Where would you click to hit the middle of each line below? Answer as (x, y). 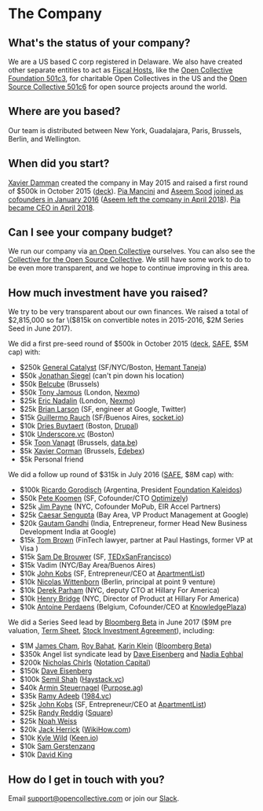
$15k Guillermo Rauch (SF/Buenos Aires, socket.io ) (102, 417)
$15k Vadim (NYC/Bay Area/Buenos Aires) (88, 565)
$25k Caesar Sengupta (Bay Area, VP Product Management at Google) (134, 515)
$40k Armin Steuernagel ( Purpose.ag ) (81, 688)
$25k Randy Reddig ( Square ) (66, 713)
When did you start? (59, 163)
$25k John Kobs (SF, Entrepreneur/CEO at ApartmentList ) (113, 705)
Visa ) (29, 549)
